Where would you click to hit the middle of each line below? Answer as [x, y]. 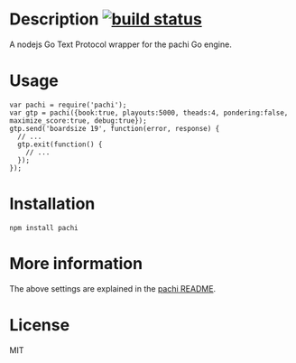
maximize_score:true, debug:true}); [78, 121]
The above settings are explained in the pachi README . [113, 288]
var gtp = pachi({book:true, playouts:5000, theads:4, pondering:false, [149, 113]
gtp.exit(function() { [60, 144]
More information [76, 264]
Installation [52, 204]
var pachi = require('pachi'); [68, 105]
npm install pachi [44, 228]
